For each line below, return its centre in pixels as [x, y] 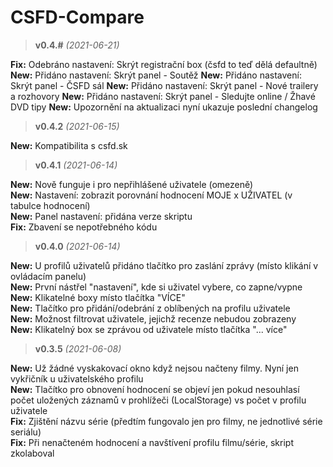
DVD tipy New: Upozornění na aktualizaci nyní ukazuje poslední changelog [164, 107]
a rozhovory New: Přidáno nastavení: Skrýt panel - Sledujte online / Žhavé [163, 96]
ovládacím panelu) [48, 276]
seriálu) [26, 432]
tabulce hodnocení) [50, 205]
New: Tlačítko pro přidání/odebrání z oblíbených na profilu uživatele [150, 308]
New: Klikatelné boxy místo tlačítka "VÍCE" [98, 297]
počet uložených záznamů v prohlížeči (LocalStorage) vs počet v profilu [158, 400]
